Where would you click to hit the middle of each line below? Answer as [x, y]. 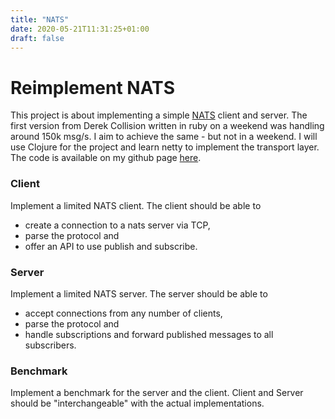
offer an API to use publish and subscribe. [111, 246]
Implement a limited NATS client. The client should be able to [136, 205]
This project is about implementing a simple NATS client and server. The [159, 115]
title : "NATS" [40, 19]
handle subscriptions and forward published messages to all [149, 334]
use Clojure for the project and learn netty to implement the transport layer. [165, 147]
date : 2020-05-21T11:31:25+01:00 [80, 29]
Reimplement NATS [92, 87]
